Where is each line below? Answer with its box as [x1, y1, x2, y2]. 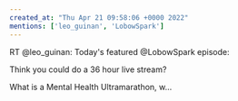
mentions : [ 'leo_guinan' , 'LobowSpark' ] [9, 22, 165, 31]
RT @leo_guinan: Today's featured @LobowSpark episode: [9, 46, 230, 57]
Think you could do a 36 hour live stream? [9, 64, 167, 75]
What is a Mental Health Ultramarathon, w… [9, 81, 173, 92]
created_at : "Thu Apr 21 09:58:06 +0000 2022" [9, 13, 189, 23]
